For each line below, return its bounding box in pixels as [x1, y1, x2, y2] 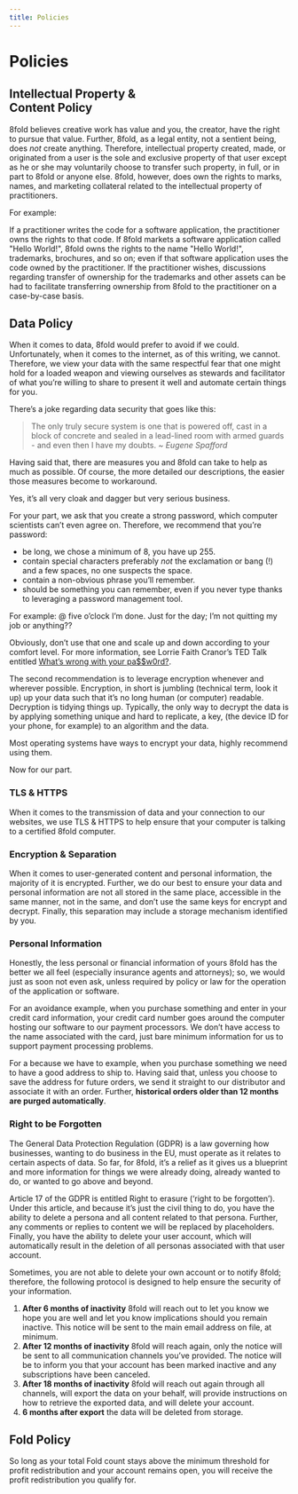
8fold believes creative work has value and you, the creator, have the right [9, 123, 280, 134]
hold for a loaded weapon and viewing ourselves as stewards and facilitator [9, 368, 286, 378]
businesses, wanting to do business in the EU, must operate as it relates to [9, 1147, 281, 1158]
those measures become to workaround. [9, 476, 158, 486]
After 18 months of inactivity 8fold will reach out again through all [21, 1378, 265, 1389]
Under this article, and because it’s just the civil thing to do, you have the [9, 1202, 275, 1213]
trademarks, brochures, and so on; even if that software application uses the [9, 252, 289, 263]
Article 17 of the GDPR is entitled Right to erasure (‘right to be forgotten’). [9, 1193, 276, 1204]
